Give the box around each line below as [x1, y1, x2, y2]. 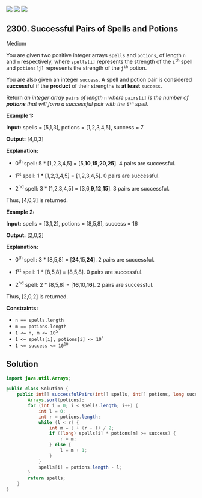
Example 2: [6, 208, 35, 215]
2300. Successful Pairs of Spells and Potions [6, 24, 179, 34]
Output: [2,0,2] [6, 232, 44, 239]
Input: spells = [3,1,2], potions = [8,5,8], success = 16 [6, 220, 138, 227]
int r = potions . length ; [38, 414, 101, 420]
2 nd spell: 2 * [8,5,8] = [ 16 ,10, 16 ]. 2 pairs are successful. [14, 280, 154, 288]
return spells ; [28, 475, 66, 481]
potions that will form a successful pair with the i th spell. [6, 100, 149, 108]
